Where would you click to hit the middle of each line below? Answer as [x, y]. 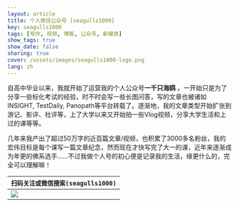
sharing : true [28, 54]
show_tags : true [31, 40]
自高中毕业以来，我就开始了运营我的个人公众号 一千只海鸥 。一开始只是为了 [117, 88]
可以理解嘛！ [32, 164]
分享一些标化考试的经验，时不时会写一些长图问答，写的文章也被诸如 [107, 96]
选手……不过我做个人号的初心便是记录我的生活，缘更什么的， [134, 156]
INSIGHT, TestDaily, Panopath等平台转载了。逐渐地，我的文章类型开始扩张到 [119, 105]
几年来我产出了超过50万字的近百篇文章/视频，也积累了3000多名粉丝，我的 [117, 138]
